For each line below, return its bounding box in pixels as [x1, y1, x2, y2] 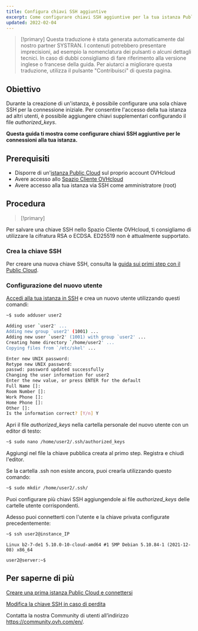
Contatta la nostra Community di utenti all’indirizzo [6, 612, 129, 619]
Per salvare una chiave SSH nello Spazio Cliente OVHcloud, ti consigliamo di [6, 225, 192, 233]
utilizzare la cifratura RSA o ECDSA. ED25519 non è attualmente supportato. [6, 232, 190, 239]
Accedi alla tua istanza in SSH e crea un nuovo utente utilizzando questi [6, 295, 180, 302]
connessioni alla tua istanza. [6, 136, 78, 143]
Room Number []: [6, 388, 46, 394]
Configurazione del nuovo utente [6, 282, 103, 290]
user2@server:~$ [6, 557, 46, 563]
